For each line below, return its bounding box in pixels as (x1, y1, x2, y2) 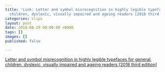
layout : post (5, 20, 32, 26)
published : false (5, 39, 41, 44)
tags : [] (5, 30, 23, 35)
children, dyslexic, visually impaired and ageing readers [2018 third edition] (5, 61, 157, 67)
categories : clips (5, 16, 43, 21)
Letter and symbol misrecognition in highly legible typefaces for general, (5, 56, 152, 62)
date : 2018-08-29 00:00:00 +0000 (5, 25, 74, 30)
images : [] (5, 35, 27, 39)
